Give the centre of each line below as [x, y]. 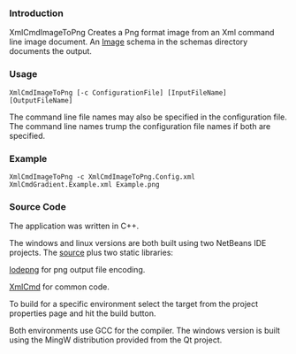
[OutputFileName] [41, 100]
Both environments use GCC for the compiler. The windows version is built [145, 331]
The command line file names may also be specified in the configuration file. [148, 117]
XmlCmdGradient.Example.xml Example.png [85, 184]
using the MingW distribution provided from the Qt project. [116, 340]
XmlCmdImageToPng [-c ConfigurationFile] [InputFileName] [118, 92]
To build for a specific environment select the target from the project [134, 304]
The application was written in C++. [74, 226]
